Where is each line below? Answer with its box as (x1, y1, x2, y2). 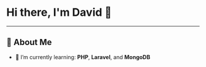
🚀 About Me (6, 37, 52, 48)
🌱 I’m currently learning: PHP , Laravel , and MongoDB (15, 53, 150, 60)
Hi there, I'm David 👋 (6, 5, 112, 19)
